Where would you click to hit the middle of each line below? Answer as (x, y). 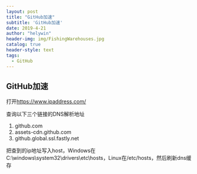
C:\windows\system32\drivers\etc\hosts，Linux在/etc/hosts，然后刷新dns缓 (99, 158)
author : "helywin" (29, 34)
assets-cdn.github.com (43, 132)
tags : (13, 55)
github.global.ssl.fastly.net (47, 139)
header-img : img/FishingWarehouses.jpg (55, 39)
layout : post (22, 12)
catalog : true (24, 45)
